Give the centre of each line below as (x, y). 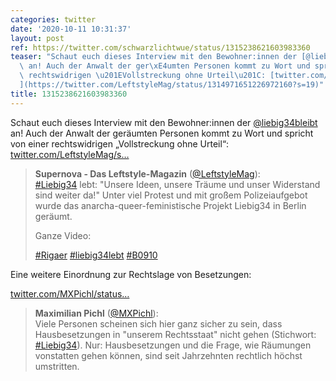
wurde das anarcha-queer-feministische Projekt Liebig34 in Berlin (170, 205)
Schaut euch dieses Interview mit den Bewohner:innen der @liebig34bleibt (164, 122)
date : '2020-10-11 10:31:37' (71, 29)
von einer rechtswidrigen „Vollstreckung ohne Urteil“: (120, 143)
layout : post (37, 38)
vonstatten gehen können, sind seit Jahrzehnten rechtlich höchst (168, 355)
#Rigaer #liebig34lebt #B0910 (96, 255)
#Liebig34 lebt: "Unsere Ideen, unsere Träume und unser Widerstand (177, 184)
